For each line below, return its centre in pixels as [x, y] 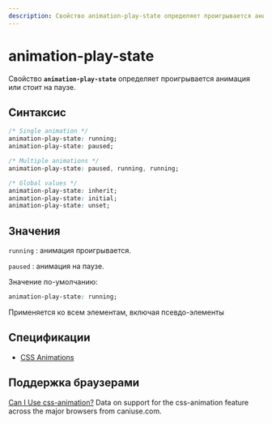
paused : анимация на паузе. [56, 266]
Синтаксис [37, 112]
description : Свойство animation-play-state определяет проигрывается [130, 16]
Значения [34, 231]
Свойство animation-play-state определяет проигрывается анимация [130, 79]
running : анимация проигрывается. [70, 251]
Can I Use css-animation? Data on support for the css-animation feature [129, 402]
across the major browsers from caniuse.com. [85, 411]
